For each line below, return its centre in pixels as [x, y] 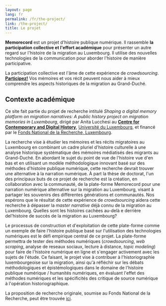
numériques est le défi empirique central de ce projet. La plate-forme [76, 236]
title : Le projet [23, 28]
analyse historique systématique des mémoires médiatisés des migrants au [82, 153]
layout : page [19, 10]
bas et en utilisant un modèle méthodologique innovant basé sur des [75, 163]
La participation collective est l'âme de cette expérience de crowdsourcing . [82, 73]
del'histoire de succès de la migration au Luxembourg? [61, 216]
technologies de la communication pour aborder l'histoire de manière [76, 58]
